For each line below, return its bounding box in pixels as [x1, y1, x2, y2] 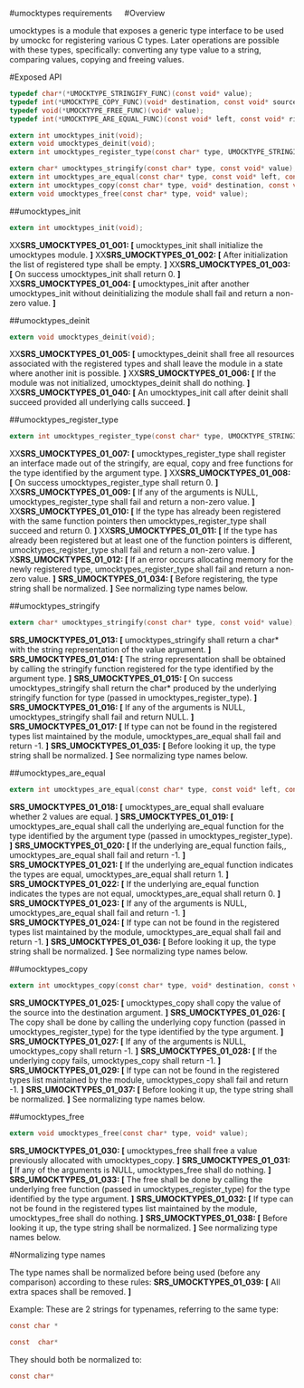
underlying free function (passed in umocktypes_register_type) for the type [9, 1183, 291, 1194]
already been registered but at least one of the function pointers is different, [9, 535, 292, 546]
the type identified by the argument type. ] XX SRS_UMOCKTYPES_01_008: [9, 467, 291, 478]
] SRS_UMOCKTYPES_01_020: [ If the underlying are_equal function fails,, [9, 840, 287, 851]
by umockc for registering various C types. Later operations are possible [9, 35, 280, 45]
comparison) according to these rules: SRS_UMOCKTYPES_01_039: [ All [9, 1277, 280, 1287]
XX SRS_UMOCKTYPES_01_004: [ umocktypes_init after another [9, 278, 251, 289]
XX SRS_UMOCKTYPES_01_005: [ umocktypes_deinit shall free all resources [9, 349, 295, 360]
